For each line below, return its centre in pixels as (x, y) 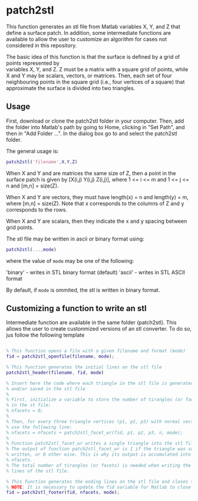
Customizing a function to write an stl (76, 308)
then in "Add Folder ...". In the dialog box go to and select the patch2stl (92, 133)
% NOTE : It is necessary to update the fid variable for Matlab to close (99, 487)
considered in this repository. (42, 45)
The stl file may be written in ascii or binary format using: (75, 239)
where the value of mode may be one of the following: (70, 261)
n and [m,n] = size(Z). (32, 186)
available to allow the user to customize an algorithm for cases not (87, 39)
